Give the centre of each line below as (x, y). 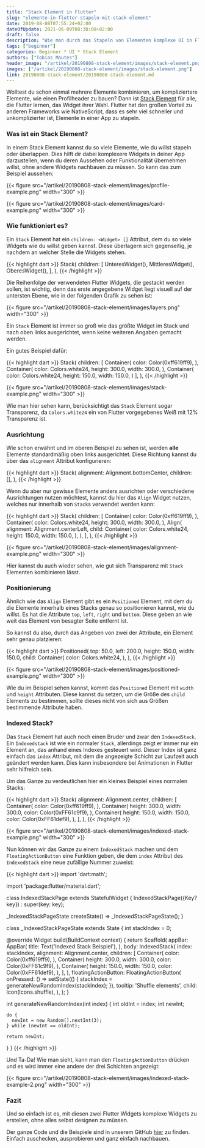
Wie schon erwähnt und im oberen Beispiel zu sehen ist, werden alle (92, 448)
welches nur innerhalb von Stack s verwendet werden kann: (81, 504)
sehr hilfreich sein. (30, 769)
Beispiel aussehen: (30, 173)
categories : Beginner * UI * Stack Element (63, 52)
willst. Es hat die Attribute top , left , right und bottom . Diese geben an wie (99, 614)
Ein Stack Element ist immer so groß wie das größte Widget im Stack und (98, 326)
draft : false (23, 35)
